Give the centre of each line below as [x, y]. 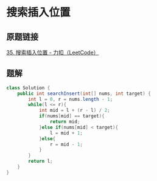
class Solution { [28, 88]
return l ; [40, 162]
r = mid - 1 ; [66, 144]
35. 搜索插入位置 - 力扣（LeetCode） [53, 53]
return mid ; [65, 122]
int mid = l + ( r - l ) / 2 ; [75, 111]
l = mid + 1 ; [66, 133]
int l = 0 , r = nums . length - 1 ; [71, 99]
